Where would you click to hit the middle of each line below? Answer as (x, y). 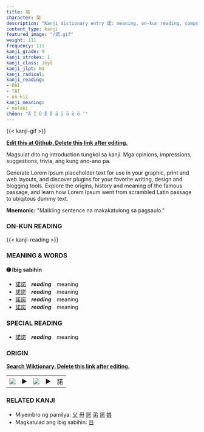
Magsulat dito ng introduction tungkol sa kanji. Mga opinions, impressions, (99, 155)
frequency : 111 (25, 46)
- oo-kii (17, 97)
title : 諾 (18, 12)
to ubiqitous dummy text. (37, 199)
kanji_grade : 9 (25, 52)
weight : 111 (21, 40)
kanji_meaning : (25, 102)
